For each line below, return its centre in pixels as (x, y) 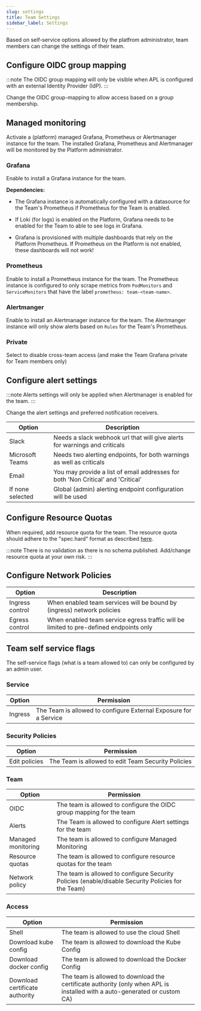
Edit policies (26, 761)
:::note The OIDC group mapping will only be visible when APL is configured (100, 80)
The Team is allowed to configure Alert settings (123, 822)
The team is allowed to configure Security (115, 874)
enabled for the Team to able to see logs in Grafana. (79, 226)
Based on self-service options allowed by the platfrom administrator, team (97, 40)
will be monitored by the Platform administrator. (65, 150)
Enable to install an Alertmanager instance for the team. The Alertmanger (96, 320)
